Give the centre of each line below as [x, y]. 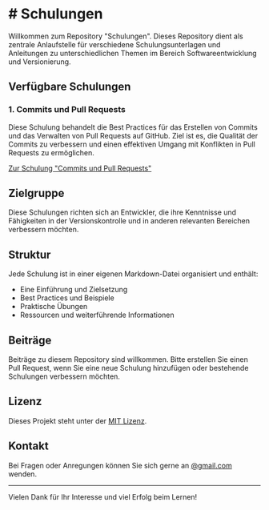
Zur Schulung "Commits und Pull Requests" [80, 168]
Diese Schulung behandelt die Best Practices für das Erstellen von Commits [133, 127]
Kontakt [29, 446]
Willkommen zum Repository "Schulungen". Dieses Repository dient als [126, 36]
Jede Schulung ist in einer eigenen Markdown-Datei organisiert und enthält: [133, 274]
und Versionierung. [40, 62]
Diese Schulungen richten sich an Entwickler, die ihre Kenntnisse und [122, 212]
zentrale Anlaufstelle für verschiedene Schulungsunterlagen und [114, 44]
